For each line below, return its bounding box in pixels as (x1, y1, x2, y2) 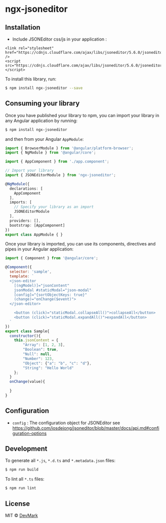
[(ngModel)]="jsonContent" (14, 283, 70, 288)
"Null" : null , (23, 352, 52, 357)
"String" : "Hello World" (23, 365, 74, 370)
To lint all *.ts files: (5, 476, 44, 482)
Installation (5, 23, 41, 32)
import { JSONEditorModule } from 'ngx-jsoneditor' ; (5, 173, 116, 178)
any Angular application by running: (5, 118, 78, 123)
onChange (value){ (9, 379, 45, 384)
